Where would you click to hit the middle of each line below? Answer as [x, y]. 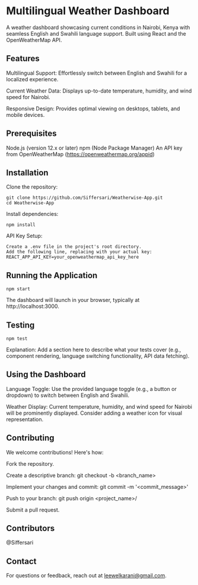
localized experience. [32, 79]
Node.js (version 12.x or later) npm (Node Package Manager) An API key [94, 148]
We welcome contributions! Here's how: [55, 452]
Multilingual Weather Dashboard [88, 11]
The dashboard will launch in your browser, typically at [73, 300]
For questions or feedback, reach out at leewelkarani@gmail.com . [87, 576]
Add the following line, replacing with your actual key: [79, 252]
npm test [17, 339]
